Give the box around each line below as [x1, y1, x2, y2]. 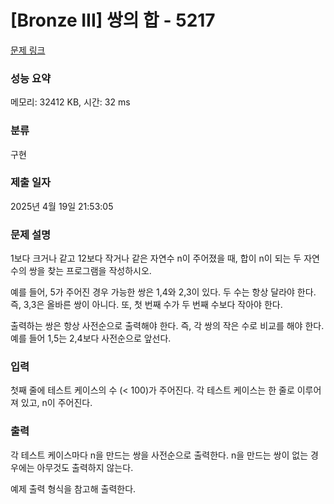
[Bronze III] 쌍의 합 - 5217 [10, 9, 216, 32]
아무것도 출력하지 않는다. [36, 461, 134, 473]
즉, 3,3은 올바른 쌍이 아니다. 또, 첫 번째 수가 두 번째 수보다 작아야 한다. [10, 299, 283, 311]
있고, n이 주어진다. [20, 397, 93, 409]
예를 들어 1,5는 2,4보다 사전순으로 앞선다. [10, 332, 172, 345]
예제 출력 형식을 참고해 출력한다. [10, 482, 137, 495]
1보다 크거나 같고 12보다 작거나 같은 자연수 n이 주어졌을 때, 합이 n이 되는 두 [10, 252, 302, 265]
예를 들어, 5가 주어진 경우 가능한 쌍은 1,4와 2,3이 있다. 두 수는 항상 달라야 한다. [10, 286, 317, 298]
